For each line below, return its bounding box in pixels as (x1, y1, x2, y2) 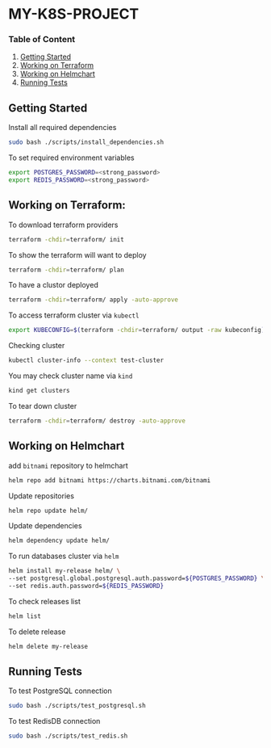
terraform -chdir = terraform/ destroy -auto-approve (8, 417, 186, 425)
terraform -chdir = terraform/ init (8, 235, 125, 243)
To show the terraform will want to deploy (8, 250, 147, 259)
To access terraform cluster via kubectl (8, 310, 140, 320)
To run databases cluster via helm (8, 551, 119, 561)
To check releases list (8, 596, 81, 606)
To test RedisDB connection (8, 716, 101, 726)
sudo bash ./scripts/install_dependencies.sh (8, 138, 164, 146)
